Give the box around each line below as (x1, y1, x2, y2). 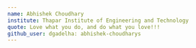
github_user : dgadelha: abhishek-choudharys (7, 30, 141, 37)
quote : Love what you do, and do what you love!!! (7, 23, 160, 30)
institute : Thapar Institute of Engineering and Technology (7, 17, 190, 24)
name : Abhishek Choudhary (7, 10, 84, 18)
